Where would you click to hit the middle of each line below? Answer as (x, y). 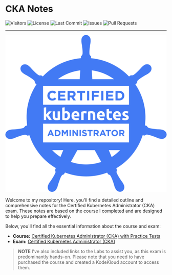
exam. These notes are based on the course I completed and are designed (84, 211)
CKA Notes (29, 9)
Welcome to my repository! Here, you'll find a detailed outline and (74, 200)
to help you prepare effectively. (38, 216)
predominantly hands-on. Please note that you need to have (81, 257)
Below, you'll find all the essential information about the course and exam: (83, 226)
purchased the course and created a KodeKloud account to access (88, 262)
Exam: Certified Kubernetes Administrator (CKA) (64, 242)
